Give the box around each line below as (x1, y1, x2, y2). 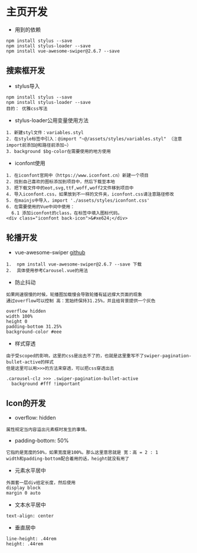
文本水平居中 (14, 501, 46, 508)
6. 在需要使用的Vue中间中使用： (6, 204, 75, 210)
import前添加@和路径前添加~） (6, 142, 72, 148)
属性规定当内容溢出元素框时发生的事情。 (6, 427, 90, 433)
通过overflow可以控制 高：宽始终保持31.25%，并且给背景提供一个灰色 (6, 297, 156, 304)
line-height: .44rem (6, 536, 57, 542)
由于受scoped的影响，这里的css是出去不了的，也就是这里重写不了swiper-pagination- (6, 352, 192, 359)
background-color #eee (6, 329, 62, 335)
